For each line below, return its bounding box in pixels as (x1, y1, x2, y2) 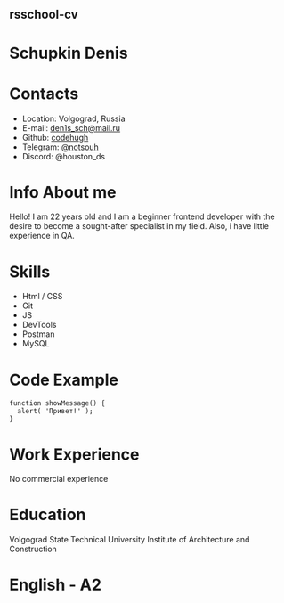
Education (9, 505, 86, 525)
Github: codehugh (21, 132, 89, 143)
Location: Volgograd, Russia (21, 113, 126, 124)
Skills (9, 262, 51, 281)
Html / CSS (21, 291, 63, 302)
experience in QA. (9, 231, 76, 241)
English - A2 (9, 574, 102, 595)
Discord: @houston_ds (21, 151, 105, 161)
